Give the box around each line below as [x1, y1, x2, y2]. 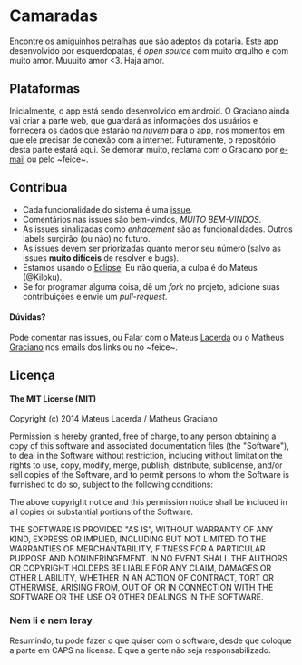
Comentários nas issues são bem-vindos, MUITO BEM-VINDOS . [22, 213, 262, 224]
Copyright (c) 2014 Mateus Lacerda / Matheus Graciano [9, 413, 218, 424]
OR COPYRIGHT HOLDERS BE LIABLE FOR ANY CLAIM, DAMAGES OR [9, 562, 272, 573]
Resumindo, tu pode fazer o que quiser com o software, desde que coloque [9, 635, 292, 646]
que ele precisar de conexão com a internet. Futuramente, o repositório [9, 134, 277, 145]
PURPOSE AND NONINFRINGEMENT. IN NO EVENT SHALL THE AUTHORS [9, 553, 288, 564]
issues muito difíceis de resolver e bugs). [22, 252, 180, 263]
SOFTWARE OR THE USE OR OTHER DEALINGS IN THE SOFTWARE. [9, 591, 264, 602]
